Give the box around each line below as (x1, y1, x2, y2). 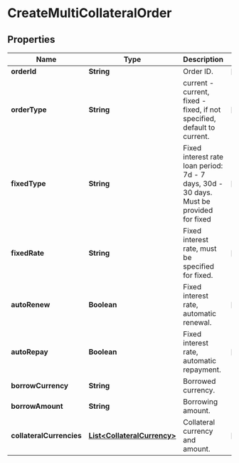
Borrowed (183, 376, 216, 386)
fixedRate (11, 248, 45, 258)
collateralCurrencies (11, 431, 82, 440)
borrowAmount (11, 401, 63, 411)
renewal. (183, 318, 212, 327)
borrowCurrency (11, 381, 69, 390)
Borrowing (183, 397, 218, 407)
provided (183, 205, 213, 215)
